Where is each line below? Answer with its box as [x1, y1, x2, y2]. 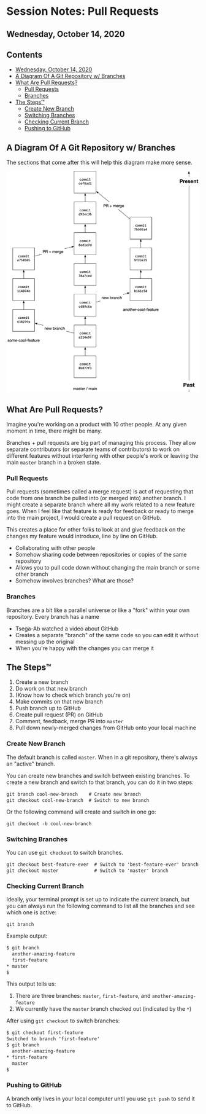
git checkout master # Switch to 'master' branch [6, 868, 169, 874]
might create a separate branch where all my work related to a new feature [6, 501, 195, 508]
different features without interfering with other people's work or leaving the [6, 452, 199, 460]
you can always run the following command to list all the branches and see [6, 902, 195, 910]
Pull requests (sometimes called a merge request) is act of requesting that [6, 488, 194, 495]
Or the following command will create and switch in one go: [6, 808, 156, 815]
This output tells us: [6, 980, 56, 987]
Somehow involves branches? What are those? [15, 577, 134, 584]
